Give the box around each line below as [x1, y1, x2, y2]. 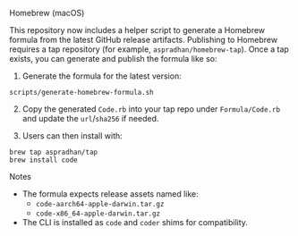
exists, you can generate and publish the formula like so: [9, 54, 217, 63]
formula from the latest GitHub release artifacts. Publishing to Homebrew [9, 35, 278, 45]
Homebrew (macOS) [9, 8, 85, 18]
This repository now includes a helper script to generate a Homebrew [9, 25, 266, 35]
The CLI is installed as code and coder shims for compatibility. [21, 217, 249, 227]
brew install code [9, 156, 78, 164]
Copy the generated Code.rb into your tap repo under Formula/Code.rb [21, 104, 280, 114]
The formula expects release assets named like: [21, 189, 199, 199]
